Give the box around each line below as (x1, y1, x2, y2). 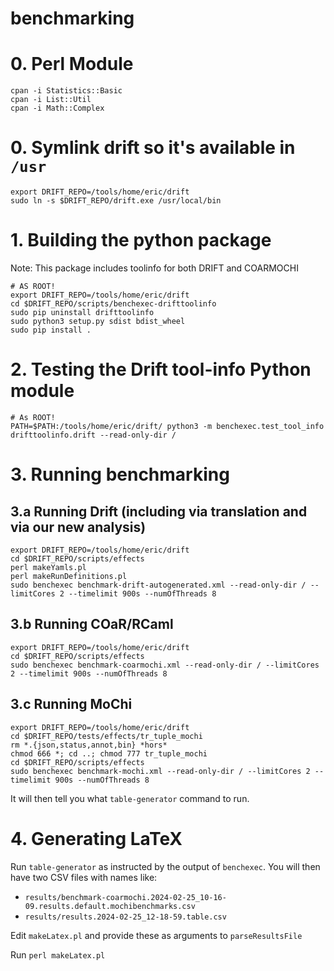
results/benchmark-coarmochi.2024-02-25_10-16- (24, 892, 227, 902)
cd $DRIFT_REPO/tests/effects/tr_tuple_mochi (10, 731, 203, 741)
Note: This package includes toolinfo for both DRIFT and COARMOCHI (10, 262, 299, 274)
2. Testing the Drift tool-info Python (10, 358, 312, 381)
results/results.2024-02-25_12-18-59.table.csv (24, 912, 227, 922)
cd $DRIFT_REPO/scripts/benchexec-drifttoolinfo (10, 299, 217, 309)
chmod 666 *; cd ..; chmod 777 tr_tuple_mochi (10, 748, 208, 759)
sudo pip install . (10, 325, 92, 335)
